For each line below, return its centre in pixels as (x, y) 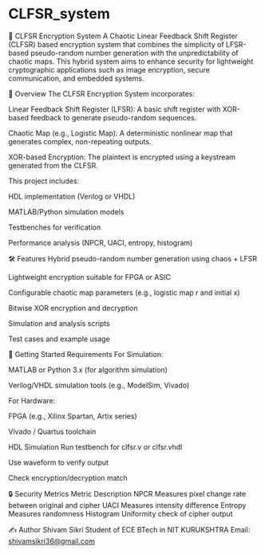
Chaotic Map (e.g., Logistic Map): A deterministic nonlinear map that (121, 133)
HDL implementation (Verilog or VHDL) (72, 196)
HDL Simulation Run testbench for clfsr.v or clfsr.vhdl (95, 446)
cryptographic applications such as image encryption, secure (109, 69)
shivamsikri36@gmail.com (52, 541)
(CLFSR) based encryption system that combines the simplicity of (117, 44)
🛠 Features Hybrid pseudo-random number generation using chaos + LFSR (133, 258)
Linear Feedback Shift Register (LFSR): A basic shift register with (115, 109)
